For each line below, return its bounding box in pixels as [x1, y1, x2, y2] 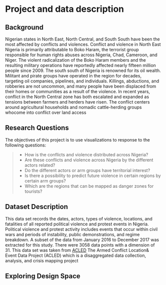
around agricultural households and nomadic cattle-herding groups [5, 105, 142, 110]
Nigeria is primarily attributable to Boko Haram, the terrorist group [5, 47, 139, 52]
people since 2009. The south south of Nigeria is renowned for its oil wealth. [5, 68, 161, 73]
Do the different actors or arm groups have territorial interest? [24, 167, 151, 173]
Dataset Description [5, 203, 68, 211]
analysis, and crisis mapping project [5, 257, 79, 263]
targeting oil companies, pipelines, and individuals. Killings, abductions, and [5, 78, 160, 84]
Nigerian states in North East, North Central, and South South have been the [5, 36, 160, 42]
